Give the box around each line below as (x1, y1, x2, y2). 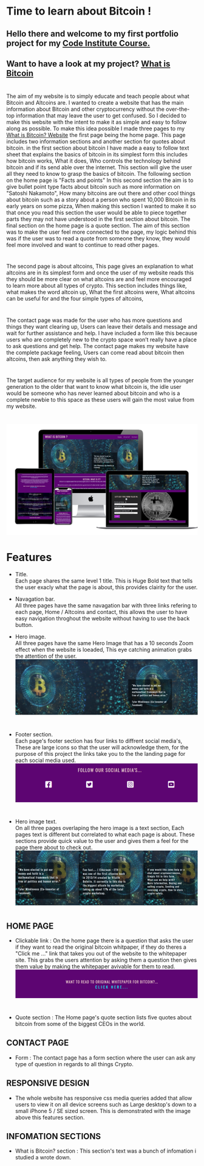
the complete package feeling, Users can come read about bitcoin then (6, 349, 185, 356)
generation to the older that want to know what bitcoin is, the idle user (6, 383, 182, 390)
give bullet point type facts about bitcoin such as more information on (6, 183, 180, 190)
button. (15, 621, 33, 628)
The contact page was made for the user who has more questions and (6, 316, 182, 324)
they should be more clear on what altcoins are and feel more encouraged (6, 276, 192, 283)
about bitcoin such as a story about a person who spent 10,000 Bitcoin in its (6, 196, 196, 203)
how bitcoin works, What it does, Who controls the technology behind (6, 157, 181, 165)
